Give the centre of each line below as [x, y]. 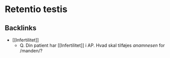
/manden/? [31, 51]
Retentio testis [36, 9]
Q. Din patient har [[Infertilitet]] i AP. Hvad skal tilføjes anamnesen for [92, 45]
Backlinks [21, 28]
